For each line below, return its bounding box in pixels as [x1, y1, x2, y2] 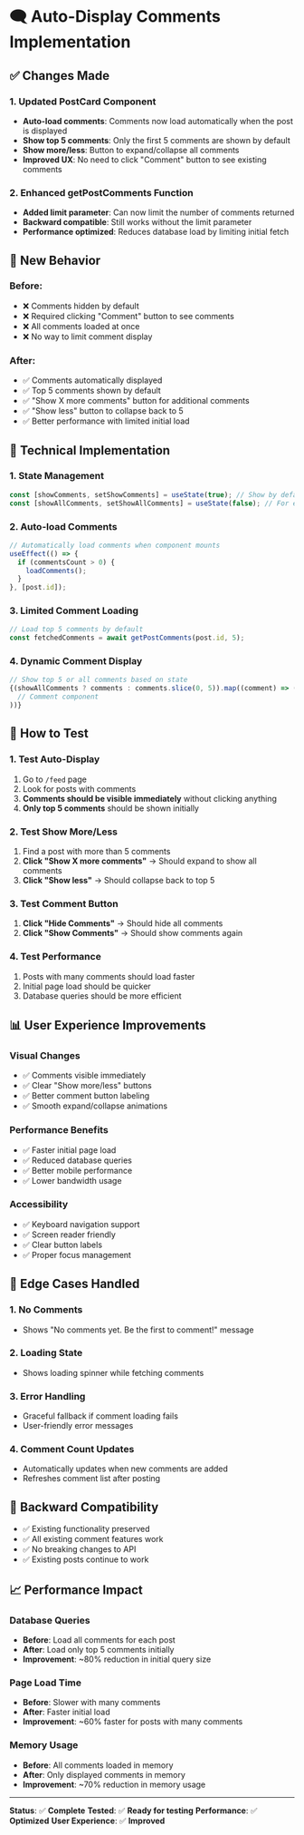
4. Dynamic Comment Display [9, 655, 143, 668]
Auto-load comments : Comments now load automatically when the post [22, 115, 294, 126]
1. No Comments [9, 1303, 83, 1316]
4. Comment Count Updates [9, 1443, 135, 1456]
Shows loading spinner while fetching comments [22, 1367, 204, 1378]
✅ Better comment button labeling [22, 1090, 150, 1101]
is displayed [22, 125, 68, 136]
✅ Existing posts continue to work [22, 1554, 149, 1565]
